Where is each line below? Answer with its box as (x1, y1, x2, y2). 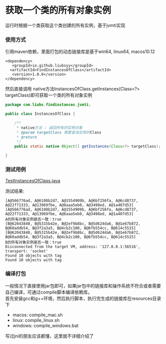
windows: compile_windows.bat (12, 322, 79, 328)
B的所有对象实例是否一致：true (5, 240, 62, 245)
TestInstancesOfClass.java (5, 178, 60, 184)
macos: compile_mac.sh (12, 312, 63, 318)
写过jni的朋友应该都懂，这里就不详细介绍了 (5, 333, 94, 339)
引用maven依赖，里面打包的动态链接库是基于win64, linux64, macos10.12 (5, 48, 155, 55)
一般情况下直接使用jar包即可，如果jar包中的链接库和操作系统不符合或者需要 (5, 282, 161, 288)
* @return (16, 134, 37, 139)
